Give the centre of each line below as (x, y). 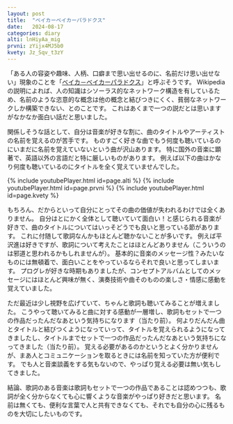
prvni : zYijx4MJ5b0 (35, 46)
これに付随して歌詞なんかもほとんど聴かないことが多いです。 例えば (118, 236)
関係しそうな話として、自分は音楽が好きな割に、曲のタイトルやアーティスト (116, 131)
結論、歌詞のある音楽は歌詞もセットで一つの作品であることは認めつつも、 (114, 387)
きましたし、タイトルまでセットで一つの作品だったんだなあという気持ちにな (117, 338)
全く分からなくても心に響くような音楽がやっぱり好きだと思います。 (116, 396)
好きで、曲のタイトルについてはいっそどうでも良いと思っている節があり (111, 227)
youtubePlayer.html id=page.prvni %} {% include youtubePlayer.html (106, 188)
